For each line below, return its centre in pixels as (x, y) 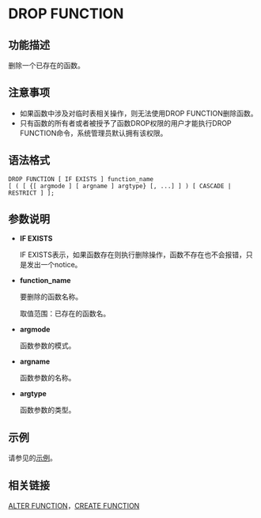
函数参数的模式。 (47, 346)
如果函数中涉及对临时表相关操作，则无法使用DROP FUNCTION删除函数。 (138, 113)
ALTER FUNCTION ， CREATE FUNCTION (74, 506)
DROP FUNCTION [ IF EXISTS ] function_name (81, 179)
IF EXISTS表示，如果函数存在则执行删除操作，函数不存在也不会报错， (133, 255)
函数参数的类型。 (47, 410)
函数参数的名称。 (47, 378)
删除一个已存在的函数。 (46, 65)
